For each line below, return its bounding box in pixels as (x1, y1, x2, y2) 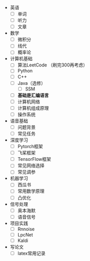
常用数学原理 (17, 188, 44, 194)
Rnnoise (17, 226, 35, 232)
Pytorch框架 (17, 144, 43, 150)
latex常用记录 (17, 250, 46, 256)
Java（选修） (17, 80, 46, 86)
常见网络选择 (17, 162, 44, 169)
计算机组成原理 (17, 105, 49, 111)
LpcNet (17, 231, 33, 238)
